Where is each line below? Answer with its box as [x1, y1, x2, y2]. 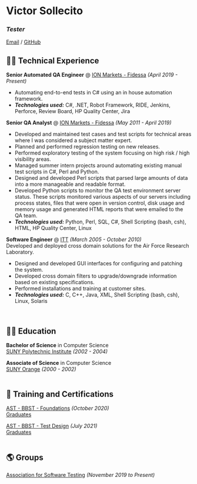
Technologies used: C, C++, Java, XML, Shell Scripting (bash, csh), [14, 291, 179, 298]
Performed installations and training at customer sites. [14, 285, 146, 292]
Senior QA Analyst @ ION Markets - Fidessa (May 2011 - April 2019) [6, 119, 172, 126]
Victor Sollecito [6, 4, 84, 18]
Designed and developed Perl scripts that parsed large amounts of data [14, 174, 188, 182]
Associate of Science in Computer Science [6, 360, 112, 367]
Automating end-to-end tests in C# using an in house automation [14, 89, 172, 96]
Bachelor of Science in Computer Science [6, 342, 109, 349]
